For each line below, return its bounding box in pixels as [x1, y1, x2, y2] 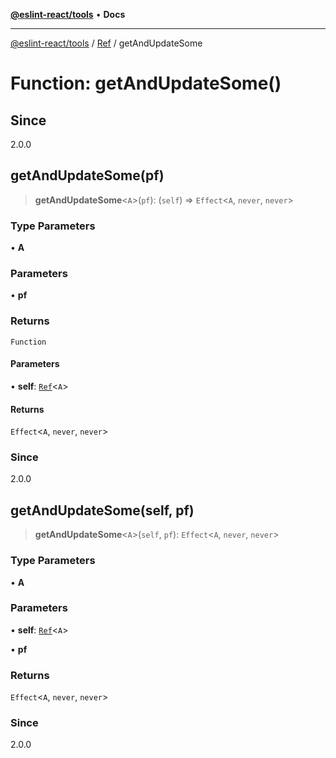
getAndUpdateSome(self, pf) [10, 502, 195, 519]
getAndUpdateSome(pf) [10, 167, 165, 184]
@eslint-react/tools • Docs [10, 9, 126, 20]
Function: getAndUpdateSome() [10, 72, 282, 95]
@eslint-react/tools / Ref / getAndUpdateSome [10, 37, 203, 49]
